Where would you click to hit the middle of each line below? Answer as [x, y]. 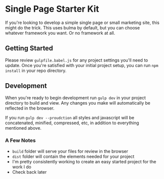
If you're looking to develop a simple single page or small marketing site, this [82, 22]
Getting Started [29, 48]
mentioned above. [23, 128]
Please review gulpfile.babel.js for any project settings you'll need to [77, 60]
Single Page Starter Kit [52, 9]
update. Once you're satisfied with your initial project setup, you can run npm [82, 65]
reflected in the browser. [30, 108]
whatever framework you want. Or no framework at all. [60, 33]
